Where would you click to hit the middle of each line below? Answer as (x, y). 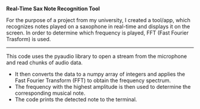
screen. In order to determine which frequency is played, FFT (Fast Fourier (98, 33)
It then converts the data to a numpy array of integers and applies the (100, 74)
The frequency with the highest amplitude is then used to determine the (103, 87)
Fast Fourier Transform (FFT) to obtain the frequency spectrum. (93, 80)
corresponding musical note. (50, 93)
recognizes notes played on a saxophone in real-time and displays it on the (98, 27)
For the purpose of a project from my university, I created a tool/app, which (98, 20)
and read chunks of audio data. (45, 63)
